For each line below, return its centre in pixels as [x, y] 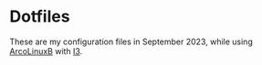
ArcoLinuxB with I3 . [46, 51]
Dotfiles [40, 17]
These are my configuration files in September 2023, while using [131, 42]
